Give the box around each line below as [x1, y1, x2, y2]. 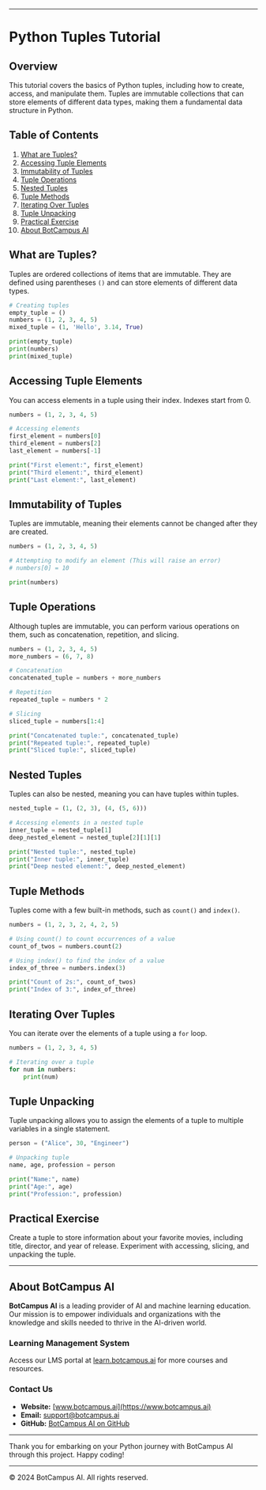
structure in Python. [9, 106, 73, 115]
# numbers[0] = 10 [9, 564, 69, 572]
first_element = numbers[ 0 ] [9, 432, 102, 440]
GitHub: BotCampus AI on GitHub [20, 1418, 130, 1428]
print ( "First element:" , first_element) [9, 461, 144, 469]
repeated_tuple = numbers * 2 [9, 696, 109, 704]
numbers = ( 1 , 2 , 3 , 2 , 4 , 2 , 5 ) [9, 921, 119, 929]
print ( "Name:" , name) [9, 1175, 81, 1183]
